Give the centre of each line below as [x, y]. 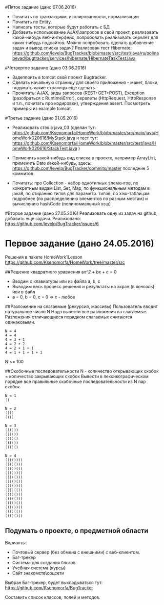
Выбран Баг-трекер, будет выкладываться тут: [54, 582]
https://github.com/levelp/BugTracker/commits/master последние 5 [81, 168]
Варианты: [16, 542]
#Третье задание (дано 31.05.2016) [41, 118]
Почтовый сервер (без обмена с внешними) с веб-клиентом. [76, 552]
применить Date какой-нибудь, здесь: [52, 163]
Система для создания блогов [44, 562]
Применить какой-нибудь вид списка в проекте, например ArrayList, [84, 158]
